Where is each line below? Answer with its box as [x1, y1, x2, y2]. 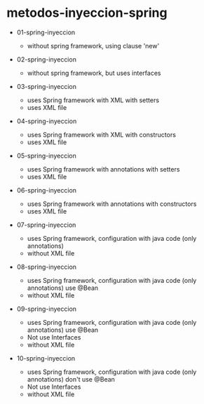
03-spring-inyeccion [16, 82, 77, 90]
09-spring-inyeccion [16, 305, 77, 313]
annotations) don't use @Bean [27, 375, 115, 383]
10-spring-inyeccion [16, 354, 76, 362]
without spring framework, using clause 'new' [27, 41, 160, 50]
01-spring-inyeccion [16, 28, 76, 36]
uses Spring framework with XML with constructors [27, 130, 177, 139]
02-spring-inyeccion [16, 55, 76, 64]
